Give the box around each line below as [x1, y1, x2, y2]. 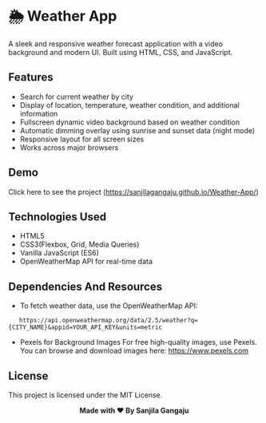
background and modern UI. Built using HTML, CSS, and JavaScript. [8, 47, 233, 57]
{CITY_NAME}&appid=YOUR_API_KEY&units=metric [8, 323, 162, 332]
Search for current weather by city [19, 92, 134, 101]
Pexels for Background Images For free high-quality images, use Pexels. [19, 338, 257, 347]
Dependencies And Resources [8, 279, 162, 293]
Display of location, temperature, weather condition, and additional [19, 100, 240, 109]
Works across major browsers [19, 142, 119, 152]
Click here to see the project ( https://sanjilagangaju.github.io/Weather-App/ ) [8, 187, 260, 196]
